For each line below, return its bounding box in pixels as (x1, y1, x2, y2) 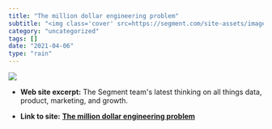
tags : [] (8, 34, 38, 43)
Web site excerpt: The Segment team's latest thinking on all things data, (19, 87, 262, 97)
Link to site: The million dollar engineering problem (19, 111, 196, 121)
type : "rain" (8, 49, 53, 58)
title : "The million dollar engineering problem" (8, 11, 180, 20)
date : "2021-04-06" (8, 42, 74, 50)
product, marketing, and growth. (19, 96, 128, 105)
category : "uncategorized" (8, 27, 100, 35)
